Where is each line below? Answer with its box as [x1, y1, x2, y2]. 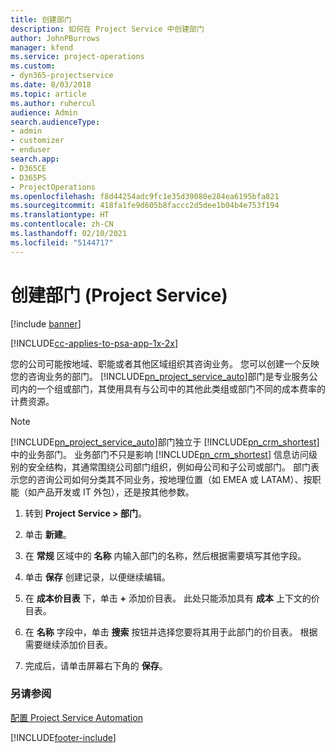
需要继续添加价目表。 [24, 638, 113, 650]
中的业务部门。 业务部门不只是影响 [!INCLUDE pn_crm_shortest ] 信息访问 [10, 448, 309, 460]
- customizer [10, 136, 65, 146]
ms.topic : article [10, 89, 87, 99]
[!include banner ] [10, 317, 82, 330]
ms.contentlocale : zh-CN [10, 219, 114, 230]
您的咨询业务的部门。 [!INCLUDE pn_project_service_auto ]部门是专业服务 [10, 370, 310, 382]
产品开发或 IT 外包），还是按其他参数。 [36, 486, 195, 498]
